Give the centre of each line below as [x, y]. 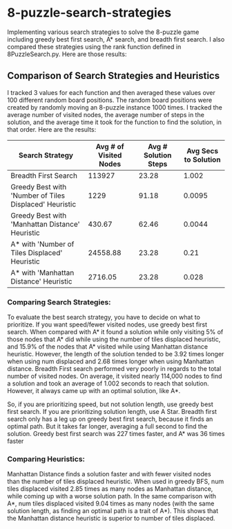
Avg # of [110, 146]
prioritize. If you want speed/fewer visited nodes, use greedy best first [107, 324]
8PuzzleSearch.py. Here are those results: [67, 54]
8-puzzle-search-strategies [89, 13]
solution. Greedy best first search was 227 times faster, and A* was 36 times [116, 434]
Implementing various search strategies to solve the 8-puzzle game [103, 32]
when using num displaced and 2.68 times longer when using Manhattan [110, 361]
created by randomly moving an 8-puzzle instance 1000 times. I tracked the [115, 107]
